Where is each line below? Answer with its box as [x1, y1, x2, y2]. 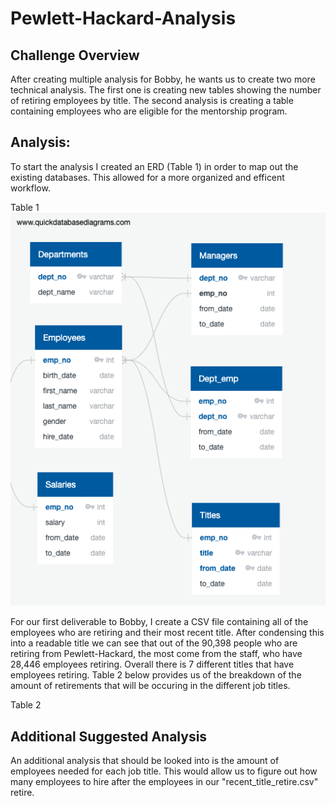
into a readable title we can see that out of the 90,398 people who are [10, 637, 298, 649]
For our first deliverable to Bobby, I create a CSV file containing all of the [10, 616, 309, 628]
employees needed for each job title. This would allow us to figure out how [10, 765, 318, 777]
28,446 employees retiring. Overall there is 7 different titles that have [10, 658, 295, 671]
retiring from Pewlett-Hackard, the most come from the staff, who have [10, 648, 303, 660]
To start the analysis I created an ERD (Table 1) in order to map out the [10, 160, 299, 172]
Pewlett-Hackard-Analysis [10, 7, 237, 30]
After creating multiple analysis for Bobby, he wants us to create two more [10, 73, 316, 85]
